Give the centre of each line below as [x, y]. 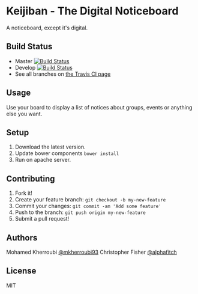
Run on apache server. [43, 160]
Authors [22, 238]
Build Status [29, 47]
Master [24, 61]
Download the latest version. [50, 147]
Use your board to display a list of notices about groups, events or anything [99, 107]
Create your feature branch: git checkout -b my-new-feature [90, 200]
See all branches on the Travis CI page [63, 74]
